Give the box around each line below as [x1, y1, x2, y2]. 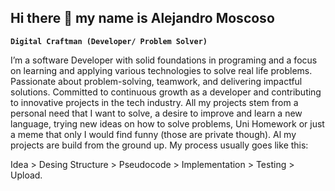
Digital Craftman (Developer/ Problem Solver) [10, 36, 208, 46]
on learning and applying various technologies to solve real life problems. [10, 64, 313, 76]
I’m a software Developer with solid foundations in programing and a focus [10, 54, 318, 66]
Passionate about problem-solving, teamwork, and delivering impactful [10, 75, 303, 87]
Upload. [10, 169, 43, 181]
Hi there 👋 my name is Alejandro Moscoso [10, 10, 275, 27]
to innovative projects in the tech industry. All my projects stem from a [10, 96, 299, 108]
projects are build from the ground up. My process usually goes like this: [10, 139, 309, 151]
